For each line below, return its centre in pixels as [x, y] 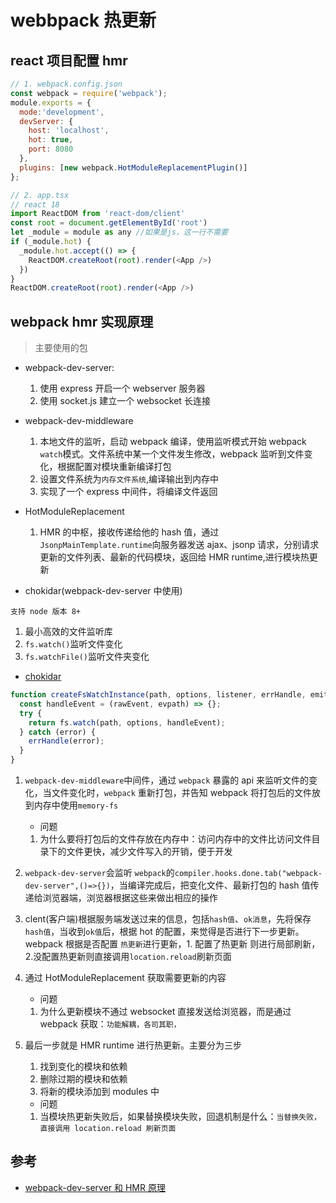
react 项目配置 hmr [69, 60]
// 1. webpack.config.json [66, 84]
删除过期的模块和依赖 [83, 1079]
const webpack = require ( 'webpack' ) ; [89, 93]
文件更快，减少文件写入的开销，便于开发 [149, 852]
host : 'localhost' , [69, 131]
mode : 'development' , [62, 112]
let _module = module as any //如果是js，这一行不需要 [119, 232]
